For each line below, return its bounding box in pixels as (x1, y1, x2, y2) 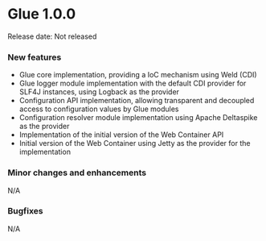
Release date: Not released (7, 31, 97, 41)
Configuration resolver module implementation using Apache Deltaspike (18, 113, 258, 123)
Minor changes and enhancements (7, 167, 146, 178)
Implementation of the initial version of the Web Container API (18, 130, 224, 139)
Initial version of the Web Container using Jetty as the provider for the (18, 139, 251, 148)
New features (7, 52, 62, 63)
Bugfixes (7, 206, 43, 217)
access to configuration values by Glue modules (18, 104, 179, 114)
